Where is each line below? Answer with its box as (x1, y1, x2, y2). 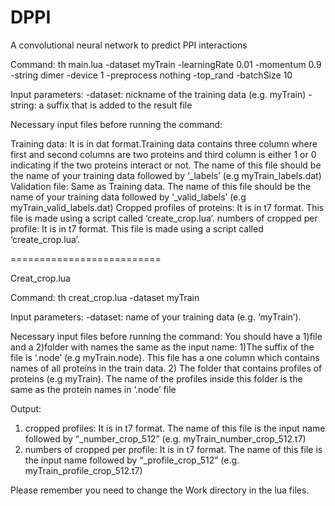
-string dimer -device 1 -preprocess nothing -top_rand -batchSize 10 (10, 69, 293, 81)
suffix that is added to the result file (46, 99, 193, 111)
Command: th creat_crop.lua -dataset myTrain (10, 291, 200, 303)
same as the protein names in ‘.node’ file (10, 383, 177, 395)
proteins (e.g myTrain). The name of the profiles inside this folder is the (10, 372, 303, 385)
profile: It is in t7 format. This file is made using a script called (10, 222, 264, 235)
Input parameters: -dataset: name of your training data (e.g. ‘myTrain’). (10, 311, 302, 323)
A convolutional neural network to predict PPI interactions (10, 39, 248, 51)
